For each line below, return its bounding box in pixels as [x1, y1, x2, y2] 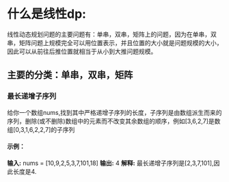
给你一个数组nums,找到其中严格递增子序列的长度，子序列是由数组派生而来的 [7, 108, 222, 116]
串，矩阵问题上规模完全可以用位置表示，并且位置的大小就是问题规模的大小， [7, 38, 223, 47]
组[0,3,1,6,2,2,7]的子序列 [7, 125, 75, 133]
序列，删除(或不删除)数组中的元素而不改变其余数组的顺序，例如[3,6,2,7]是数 [7, 117, 221, 125]
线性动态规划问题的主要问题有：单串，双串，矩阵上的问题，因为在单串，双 [7, 30, 217, 38]
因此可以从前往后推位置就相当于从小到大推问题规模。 [7, 47, 157, 55]
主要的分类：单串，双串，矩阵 [7, 69, 133, 81]
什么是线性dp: [7, 6, 87, 22]
